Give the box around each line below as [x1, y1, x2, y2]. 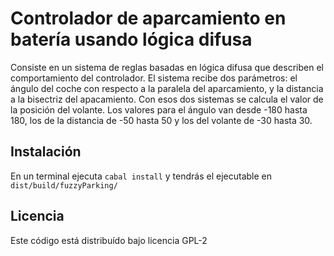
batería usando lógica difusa [10, 28, 253, 51]
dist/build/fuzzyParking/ [10, 180, 118, 191]
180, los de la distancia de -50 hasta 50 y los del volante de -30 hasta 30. [10, 114, 313, 126]
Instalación [10, 143, 82, 161]
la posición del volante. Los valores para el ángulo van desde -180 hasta [10, 103, 308, 116]
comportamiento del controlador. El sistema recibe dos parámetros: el [10, 72, 298, 84]
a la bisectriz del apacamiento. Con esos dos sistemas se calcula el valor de [10, 93, 324, 105]
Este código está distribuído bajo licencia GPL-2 [10, 234, 208, 246]
